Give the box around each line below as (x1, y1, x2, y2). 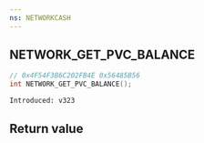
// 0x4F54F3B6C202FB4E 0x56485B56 (9, 71, 141, 80)
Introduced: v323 (9, 97, 76, 106)
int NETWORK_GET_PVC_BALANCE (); (9, 79, 132, 89)
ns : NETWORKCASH (9, 13, 71, 23)
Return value (9, 120, 84, 137)
